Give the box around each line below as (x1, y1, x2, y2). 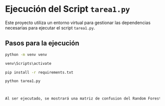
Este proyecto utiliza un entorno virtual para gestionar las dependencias (5, 20, 151, 26)
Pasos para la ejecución (5, 39, 80, 48)
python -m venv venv (5, 52, 48, 57)
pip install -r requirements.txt (5, 70, 74, 75)
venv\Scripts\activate (5, 61, 52, 66)
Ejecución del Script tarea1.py (5, 3, 130, 15)
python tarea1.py (5, 79, 41, 84)
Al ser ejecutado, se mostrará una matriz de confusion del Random (5, 96, 146, 101)
